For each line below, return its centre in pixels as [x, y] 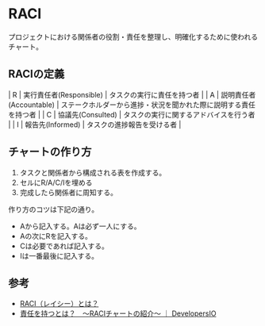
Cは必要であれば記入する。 [64, 246]
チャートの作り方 [50, 152]
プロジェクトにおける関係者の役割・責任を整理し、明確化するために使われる [133, 36]
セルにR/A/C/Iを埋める [56, 182]
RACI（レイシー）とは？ [59, 304]
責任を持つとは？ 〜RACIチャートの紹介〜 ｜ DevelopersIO [118, 313]
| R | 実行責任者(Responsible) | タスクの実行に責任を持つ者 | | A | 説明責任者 [132, 94]
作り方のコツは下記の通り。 [54, 209]
